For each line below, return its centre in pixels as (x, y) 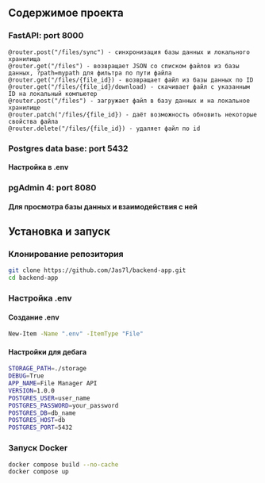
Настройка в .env (38, 167)
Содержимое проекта (66, 13)
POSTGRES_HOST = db (37, 420)
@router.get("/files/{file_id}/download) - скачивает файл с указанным (129, 86)
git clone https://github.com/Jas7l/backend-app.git (97, 270)
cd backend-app (33, 278)
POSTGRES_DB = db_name (42, 413)
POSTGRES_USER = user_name (49, 398)
